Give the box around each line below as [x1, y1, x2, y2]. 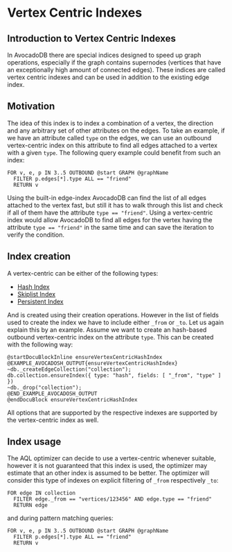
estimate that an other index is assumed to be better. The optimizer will [7, 469, 210, 477]
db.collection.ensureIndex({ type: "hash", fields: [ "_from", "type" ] [7, 371, 222, 379]
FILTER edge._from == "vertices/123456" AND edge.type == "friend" [13, 496, 213, 503]
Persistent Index [17, 297, 64, 306]
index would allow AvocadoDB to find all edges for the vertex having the [7, 215, 213, 224]
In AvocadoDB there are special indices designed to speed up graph [7, 51, 202, 59]
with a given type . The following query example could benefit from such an [7, 148, 221, 157]
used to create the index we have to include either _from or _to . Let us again [7, 318, 224, 326]
